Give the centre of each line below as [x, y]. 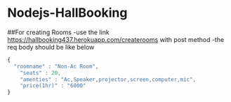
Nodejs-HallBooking [67, 13]
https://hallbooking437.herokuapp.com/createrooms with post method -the [116, 39]
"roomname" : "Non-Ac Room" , [56, 66]
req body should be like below [51, 47]
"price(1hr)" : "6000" [53, 86]
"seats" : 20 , [40, 73]
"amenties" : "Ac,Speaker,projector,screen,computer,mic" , [108, 79]
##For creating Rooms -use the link [59, 32]
